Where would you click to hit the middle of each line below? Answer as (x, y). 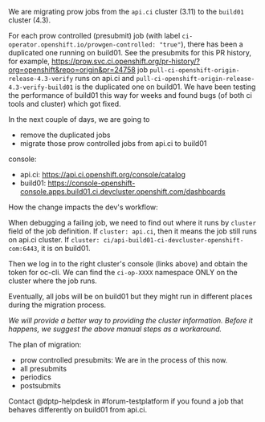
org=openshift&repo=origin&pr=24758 (72, 70)
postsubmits (41, 385)
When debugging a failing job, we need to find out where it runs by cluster (132, 223)
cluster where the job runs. (53, 281)
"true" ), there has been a (201, 44)
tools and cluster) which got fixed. (65, 104)
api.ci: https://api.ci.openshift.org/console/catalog (103, 174)
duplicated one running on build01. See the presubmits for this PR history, (130, 53)
